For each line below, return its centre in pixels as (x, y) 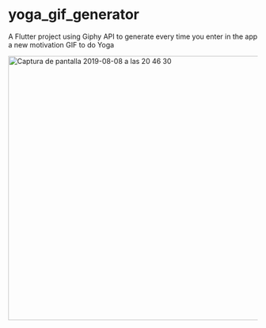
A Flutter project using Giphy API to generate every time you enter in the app (133, 36)
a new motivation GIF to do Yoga (61, 44)
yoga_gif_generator (74, 15)
